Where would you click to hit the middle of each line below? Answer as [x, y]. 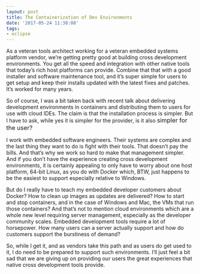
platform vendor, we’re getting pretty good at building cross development [96, 57]
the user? [19, 128]
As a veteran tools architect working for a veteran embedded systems [92, 51]
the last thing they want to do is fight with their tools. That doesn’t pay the [97, 147]
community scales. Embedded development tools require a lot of [86, 221]
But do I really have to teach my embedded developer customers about [94, 190]
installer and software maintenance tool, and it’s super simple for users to [97, 77]
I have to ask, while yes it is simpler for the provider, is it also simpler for [97, 120]
